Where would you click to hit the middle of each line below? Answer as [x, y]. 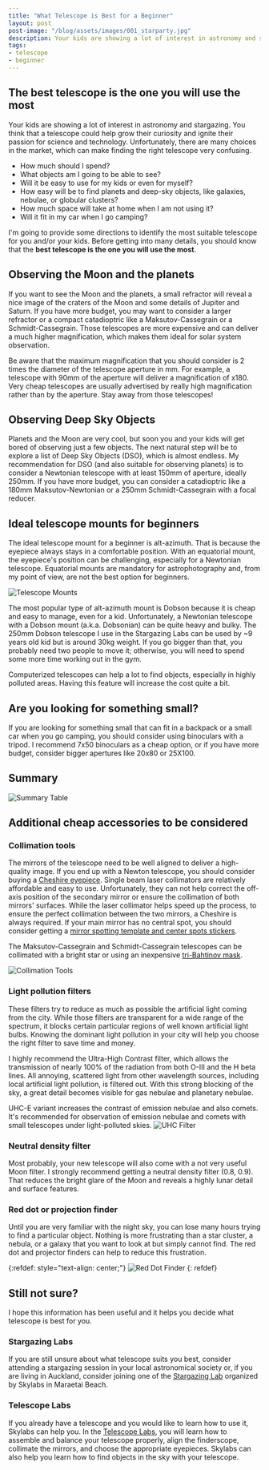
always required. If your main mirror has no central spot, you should [120, 923]
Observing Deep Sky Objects [82, 419]
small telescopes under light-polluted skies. [80, 1125]
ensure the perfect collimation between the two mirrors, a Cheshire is [123, 914]
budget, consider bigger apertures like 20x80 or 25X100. [102, 753]
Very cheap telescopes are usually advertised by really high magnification [130, 386]
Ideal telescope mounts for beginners [104, 524]
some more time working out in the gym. [75, 659]
